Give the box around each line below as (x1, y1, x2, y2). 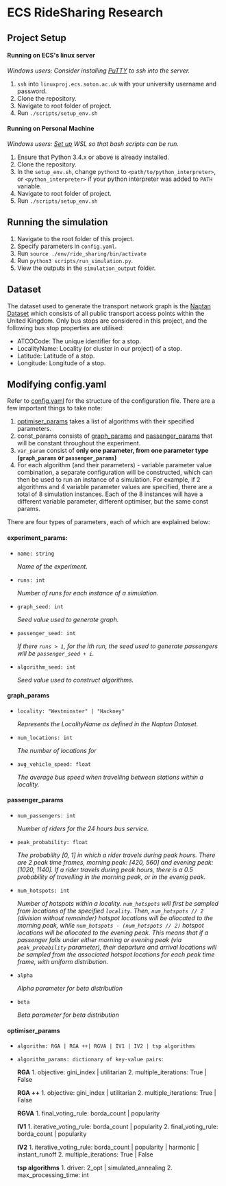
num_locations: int (16, 734, 73, 741)
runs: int (16, 577, 46, 584)
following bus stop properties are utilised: (7, 323, 125, 332)
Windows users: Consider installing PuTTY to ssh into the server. (7, 66, 190, 75)
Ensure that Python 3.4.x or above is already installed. (16, 153, 170, 161)
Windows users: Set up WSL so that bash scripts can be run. (7, 139, 179, 148)
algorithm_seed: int (16, 663, 76, 671)
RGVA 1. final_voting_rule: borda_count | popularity (16, 1109, 160, 1117)
